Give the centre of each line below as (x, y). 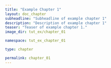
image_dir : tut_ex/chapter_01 (35, 32)
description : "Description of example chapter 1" (56, 23)
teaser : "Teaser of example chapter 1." (46, 27)
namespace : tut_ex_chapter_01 (35, 41)
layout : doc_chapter (26, 14)
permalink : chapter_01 (28, 58)
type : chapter (19, 49)
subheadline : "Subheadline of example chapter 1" (56, 18)
